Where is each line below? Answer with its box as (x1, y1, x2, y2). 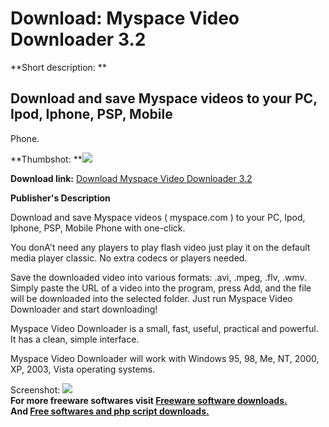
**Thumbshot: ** (10, 153, 83, 165)
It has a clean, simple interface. (10, 333, 140, 345)
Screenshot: (10, 383, 61, 396)
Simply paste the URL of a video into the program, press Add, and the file (10, 282, 312, 294)
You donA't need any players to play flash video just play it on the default (10, 241, 311, 253)
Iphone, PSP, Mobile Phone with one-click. (10, 222, 186, 234)
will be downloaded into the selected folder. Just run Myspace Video (10, 292, 293, 304)
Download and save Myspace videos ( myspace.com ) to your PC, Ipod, (10, 211, 306, 223)
